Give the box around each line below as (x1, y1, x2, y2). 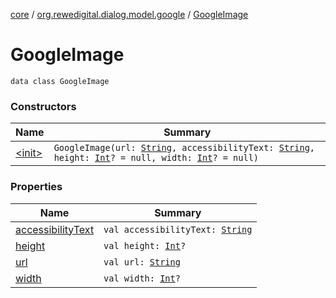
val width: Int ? (103, 272, 181, 284)
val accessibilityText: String (103, 224, 253, 235)
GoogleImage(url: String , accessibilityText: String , (53, 142, 316, 154)
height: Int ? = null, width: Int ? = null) (53, 152, 260, 164)
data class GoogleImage (10, 76, 110, 86)
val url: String (103, 256, 181, 268)
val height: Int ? (103, 240, 187, 251)
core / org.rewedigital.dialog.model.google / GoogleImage (10, 9, 249, 20)
